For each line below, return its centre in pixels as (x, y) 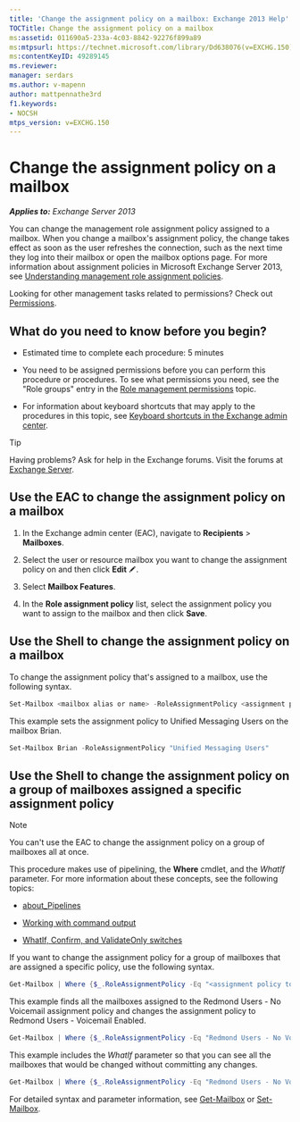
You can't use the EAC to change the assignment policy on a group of (137, 842)
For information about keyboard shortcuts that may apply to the (139, 406)
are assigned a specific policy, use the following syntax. (112, 967)
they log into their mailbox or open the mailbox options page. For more (138, 257)
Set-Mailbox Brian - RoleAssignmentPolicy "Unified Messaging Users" (139, 748)
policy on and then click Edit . (80, 569)
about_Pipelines (52, 906)
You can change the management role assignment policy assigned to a (140, 229)
